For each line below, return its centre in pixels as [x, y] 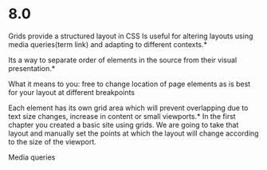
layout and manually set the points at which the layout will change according [133, 133]
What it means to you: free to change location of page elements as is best [130, 84]
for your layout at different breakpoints [72, 92]
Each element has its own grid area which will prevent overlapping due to [128, 108]
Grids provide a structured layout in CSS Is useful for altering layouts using [131, 36]
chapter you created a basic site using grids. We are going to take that [124, 125]
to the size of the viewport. [53, 141]
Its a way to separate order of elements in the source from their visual [123, 60]
